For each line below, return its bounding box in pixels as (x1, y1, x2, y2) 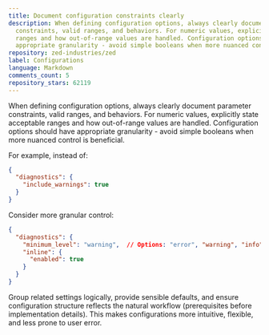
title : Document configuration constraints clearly (8, 11, 184, 20)
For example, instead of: (8, 150, 88, 160)
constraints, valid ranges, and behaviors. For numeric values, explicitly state (8, 109, 259, 119)
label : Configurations (8, 57, 84, 65)
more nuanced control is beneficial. (8, 135, 126, 144)
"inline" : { (22, 248, 62, 256)
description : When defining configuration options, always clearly (8, 19, 239, 27)
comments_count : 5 (8, 71, 70, 79)
